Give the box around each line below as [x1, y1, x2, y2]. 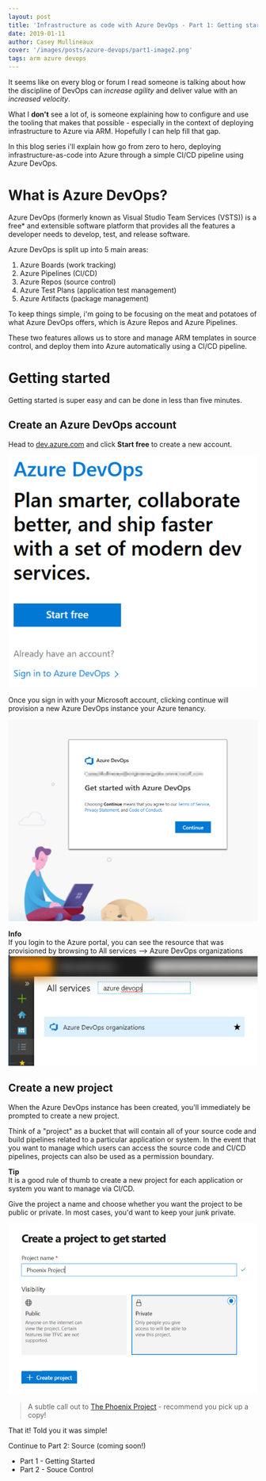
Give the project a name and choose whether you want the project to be [8, 1199, 243, 1208]
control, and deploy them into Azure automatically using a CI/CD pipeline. [8, 341, 248, 350]
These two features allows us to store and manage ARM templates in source [8, 333, 257, 343]
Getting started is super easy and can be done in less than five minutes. [8, 395, 243, 404]
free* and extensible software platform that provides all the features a [8, 220, 236, 230]
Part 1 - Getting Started [19, 1456, 95, 1466]
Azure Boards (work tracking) [19, 260, 116, 270]
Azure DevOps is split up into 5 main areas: [8, 244, 149, 254]
